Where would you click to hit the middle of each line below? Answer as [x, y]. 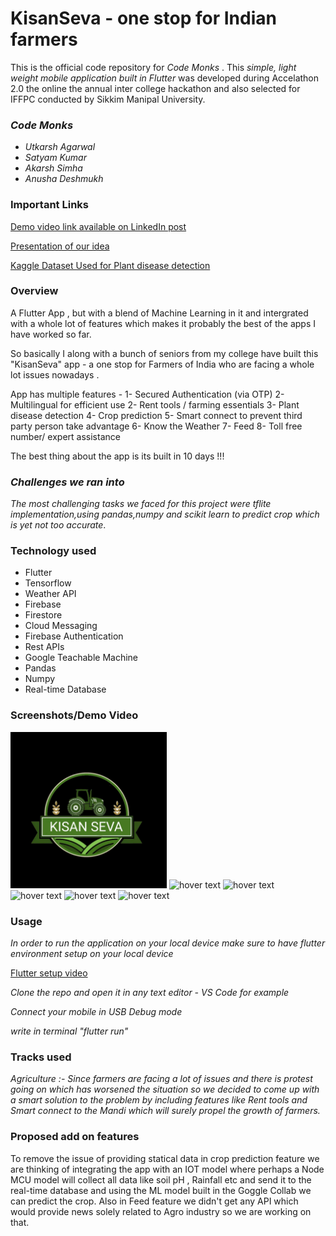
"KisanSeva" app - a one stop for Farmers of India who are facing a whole [162, 364]
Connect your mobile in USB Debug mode [96, 1012]
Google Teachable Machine [81, 658]
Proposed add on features [75, 1137]
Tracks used [41, 1057]
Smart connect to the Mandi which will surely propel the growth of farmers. [165, 1111]
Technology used [53, 551]
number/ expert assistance [65, 436]
